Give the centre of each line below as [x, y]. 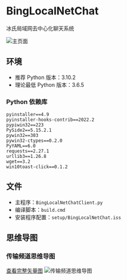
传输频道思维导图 [31, 257]
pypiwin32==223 [25, 125]
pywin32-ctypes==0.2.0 [34, 141]
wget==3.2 [18, 162]
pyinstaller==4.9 [28, 115]
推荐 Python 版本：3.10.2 [45, 77]
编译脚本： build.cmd [40, 209]
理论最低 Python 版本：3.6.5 [49, 84]
